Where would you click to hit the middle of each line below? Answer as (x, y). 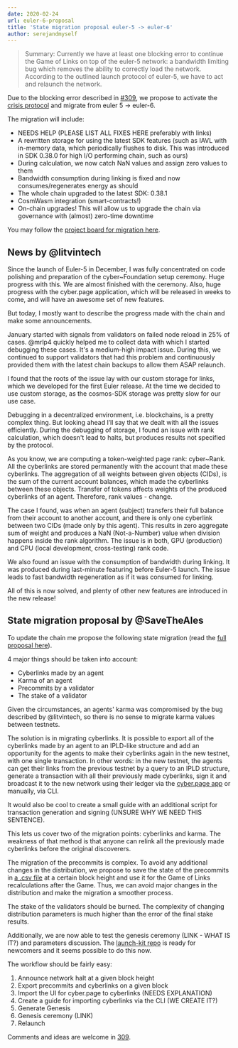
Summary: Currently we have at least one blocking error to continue (124, 54)
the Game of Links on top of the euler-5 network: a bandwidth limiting (127, 62)
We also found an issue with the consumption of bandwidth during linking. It (119, 562)
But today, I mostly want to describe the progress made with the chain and (116, 313)
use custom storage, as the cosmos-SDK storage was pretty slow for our (114, 394)
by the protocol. (31, 445)
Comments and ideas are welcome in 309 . (69, 1037)
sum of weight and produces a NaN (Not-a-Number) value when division (114, 533)
